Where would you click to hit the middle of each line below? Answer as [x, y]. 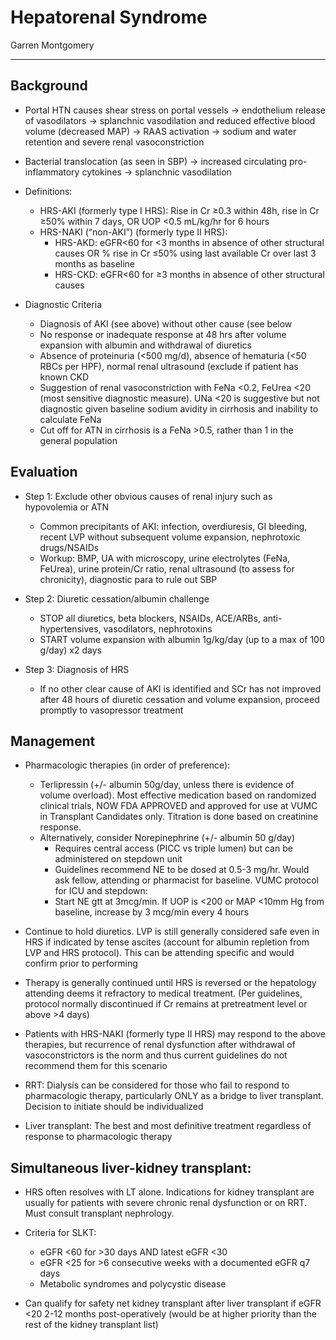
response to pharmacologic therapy [98, 1137]
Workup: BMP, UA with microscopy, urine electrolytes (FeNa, [165, 558]
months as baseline [95, 263]
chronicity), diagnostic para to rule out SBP [128, 579]
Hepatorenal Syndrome [109, 17]
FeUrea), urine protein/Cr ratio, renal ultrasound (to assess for [167, 568]
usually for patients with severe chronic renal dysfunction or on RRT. [166, 1203]
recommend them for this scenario [96, 1066]
